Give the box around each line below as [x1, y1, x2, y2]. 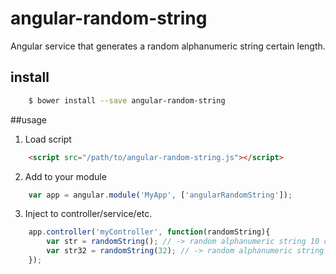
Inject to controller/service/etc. [24, 208, 153, 220]
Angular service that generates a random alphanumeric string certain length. [10, 40, 326, 52]
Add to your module [24, 170, 107, 182]
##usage [10, 113, 48, 126]
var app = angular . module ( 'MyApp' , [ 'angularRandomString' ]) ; [28, 190, 293, 200]
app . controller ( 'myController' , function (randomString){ [28, 227, 271, 237]
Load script [24, 133, 72, 145]
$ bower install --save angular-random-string [28, 95, 226, 106]
